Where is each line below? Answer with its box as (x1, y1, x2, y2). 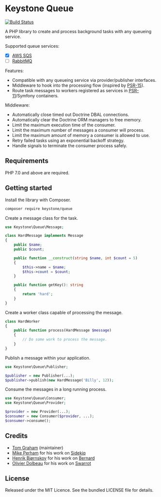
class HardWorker (5, 319, 40, 324)
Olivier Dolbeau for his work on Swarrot (12, 460, 91, 466)
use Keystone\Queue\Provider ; (5, 401, 66, 405)
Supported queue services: (5, 43, 60, 49)
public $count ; (14, 247, 45, 252)
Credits (5, 432, 28, 440)
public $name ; (14, 242, 42, 248)
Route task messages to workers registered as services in (12, 88, 128, 94)
